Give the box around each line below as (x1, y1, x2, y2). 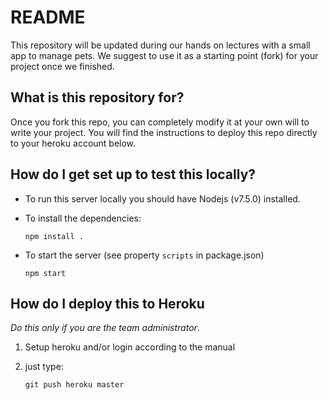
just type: (24, 361, 64, 373)
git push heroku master (24, 380, 125, 390)
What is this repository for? (10, 89, 185, 106)
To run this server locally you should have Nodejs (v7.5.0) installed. (24, 192, 301, 205)
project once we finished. (10, 60, 115, 72)
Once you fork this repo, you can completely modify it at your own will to (10, 116, 310, 128)
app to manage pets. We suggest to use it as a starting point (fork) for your (10, 49, 319, 61)
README (10, 6, 86, 29)
